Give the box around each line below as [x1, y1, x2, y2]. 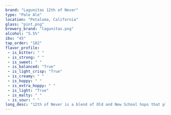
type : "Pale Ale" [5, 12, 42, 17]
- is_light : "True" [7, 88, 49, 93]
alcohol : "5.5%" [5, 31, 40, 36]
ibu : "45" [5, 36, 26, 41]
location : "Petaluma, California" [5, 17, 79, 22]
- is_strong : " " [7, 54, 44, 60]
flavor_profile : [5, 45, 40, 50]
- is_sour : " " [7, 97, 40, 102]
